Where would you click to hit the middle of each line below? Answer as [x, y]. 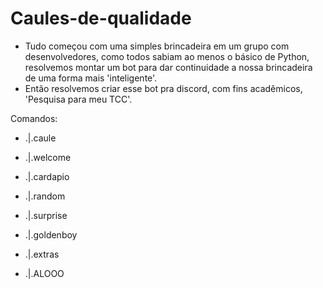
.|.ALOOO [44, 273]
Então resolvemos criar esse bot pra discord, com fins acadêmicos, [163, 88]
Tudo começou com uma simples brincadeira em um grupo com [157, 46]
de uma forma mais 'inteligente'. [91, 78]
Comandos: [34, 118]
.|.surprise [46, 215]
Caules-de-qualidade [101, 18]
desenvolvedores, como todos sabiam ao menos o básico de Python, [167, 56]
